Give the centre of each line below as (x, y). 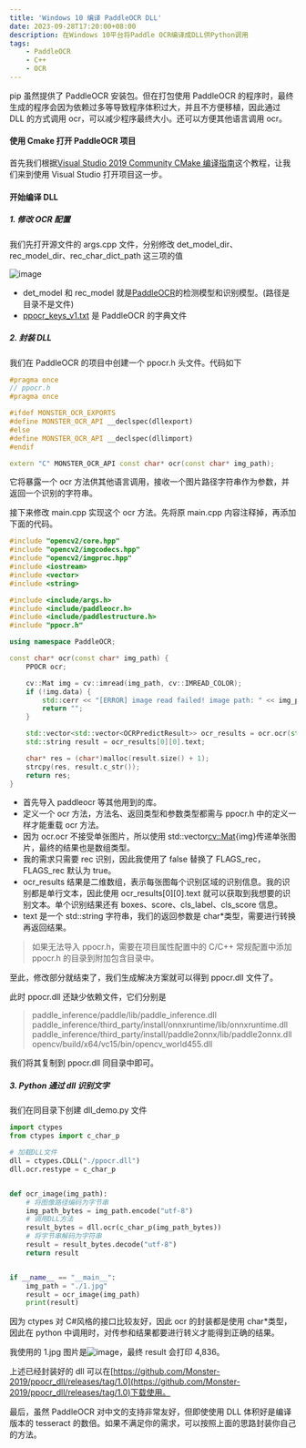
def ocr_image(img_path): (58, 1194)
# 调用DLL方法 (50, 1219)
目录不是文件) (48, 304)
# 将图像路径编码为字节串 (67, 1202)
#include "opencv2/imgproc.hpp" (71, 558)
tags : (20, 43)
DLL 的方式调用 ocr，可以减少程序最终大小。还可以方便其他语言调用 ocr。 (148, 118)
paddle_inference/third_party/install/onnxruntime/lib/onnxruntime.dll (160, 1025)
